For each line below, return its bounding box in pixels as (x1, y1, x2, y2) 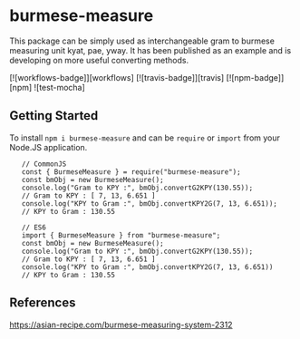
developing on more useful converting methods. (9, 54, 189, 65)
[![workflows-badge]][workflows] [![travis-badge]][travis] (9, 72, 225, 82)
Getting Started (9, 108, 99, 123)
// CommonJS (21, 160, 67, 169)
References (9, 295, 76, 311)
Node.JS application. (9, 141, 88, 152)
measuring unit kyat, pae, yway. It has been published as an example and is (9, 44, 292, 55)
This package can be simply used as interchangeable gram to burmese (9, 35, 275, 46)
